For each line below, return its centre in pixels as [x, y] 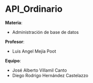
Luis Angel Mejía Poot [34, 51]
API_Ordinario [34, 9]
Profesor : [15, 41]
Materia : [14, 23]
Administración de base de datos [46, 32]
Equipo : [13, 60]
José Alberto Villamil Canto [39, 70]
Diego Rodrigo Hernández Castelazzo [50, 75]
